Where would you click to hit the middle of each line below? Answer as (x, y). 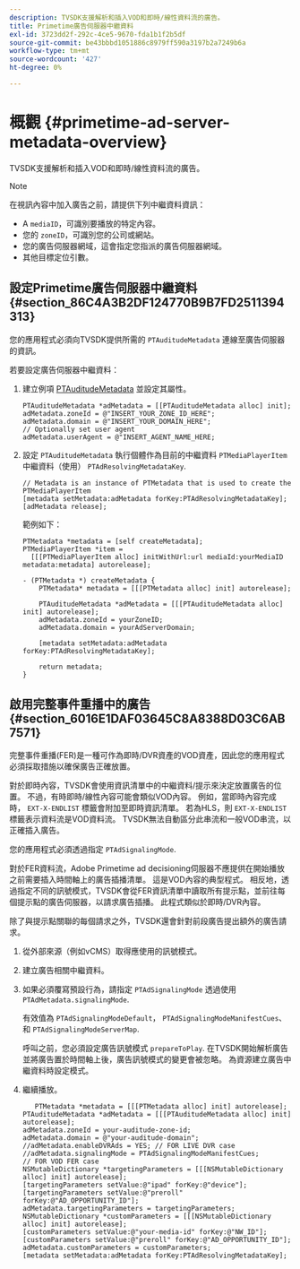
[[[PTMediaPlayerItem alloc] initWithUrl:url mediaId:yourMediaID (157, 557)
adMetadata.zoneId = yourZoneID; (101, 619)
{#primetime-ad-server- (137, 123)
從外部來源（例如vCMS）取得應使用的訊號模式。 (112, 952)
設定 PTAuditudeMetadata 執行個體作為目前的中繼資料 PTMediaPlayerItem (155, 454)
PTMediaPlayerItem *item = (73, 549)
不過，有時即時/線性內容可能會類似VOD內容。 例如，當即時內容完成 (151, 797)
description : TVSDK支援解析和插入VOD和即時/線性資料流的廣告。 (117, 17)
